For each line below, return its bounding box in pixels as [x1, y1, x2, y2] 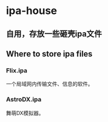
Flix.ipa [6, 66, 27, 74]
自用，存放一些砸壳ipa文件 [6, 29, 102, 39]
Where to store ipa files [6, 48, 93, 59]
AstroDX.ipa [6, 95, 42, 103]
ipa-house [6, 4, 57, 18]
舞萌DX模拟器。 [6, 109, 44, 116]
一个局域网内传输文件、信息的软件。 [6, 81, 93, 88]
